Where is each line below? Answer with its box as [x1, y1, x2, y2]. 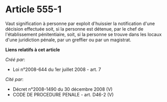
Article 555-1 [5, 4, 62, 15]
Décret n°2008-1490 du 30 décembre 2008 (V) [12, 86, 113, 92]
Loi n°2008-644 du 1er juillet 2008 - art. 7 [12, 66, 101, 72]
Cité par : [5, 76, 24, 82]
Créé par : [5, 56, 26, 62]
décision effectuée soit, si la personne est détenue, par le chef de [5, 25, 144, 32]
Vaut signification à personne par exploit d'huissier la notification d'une [5, 20, 155, 27]
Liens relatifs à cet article [5, 46, 60, 53]
